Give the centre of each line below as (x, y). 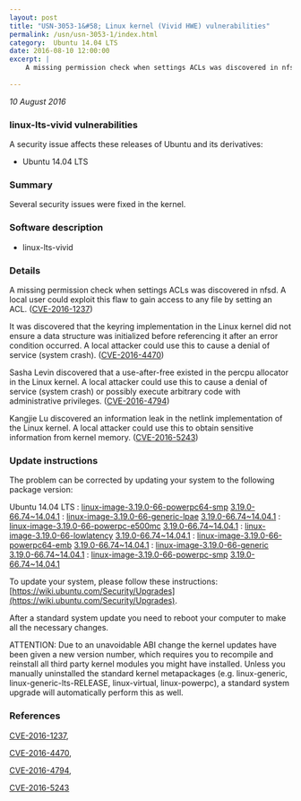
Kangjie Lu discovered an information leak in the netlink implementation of (146, 418)
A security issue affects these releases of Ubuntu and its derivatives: (136, 144)
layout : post (34, 17)
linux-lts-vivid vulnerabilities (74, 125)
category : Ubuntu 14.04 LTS (64, 43)
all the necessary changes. (59, 628)
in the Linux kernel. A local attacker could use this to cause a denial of (138, 381)
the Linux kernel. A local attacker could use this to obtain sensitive (131, 428)
